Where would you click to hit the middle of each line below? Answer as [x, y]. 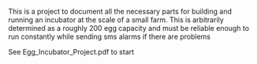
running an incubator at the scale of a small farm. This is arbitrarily [116, 20]
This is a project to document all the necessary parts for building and [120, 11]
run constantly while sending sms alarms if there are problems [110, 36]
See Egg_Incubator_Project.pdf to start [71, 52]
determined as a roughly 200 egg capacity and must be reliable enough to [129, 28]
